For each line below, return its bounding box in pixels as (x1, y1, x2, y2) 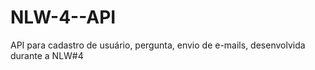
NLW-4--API (10, 6, 117, 29)
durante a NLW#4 (10, 49, 84, 61)
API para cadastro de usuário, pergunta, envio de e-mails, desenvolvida (10, 39, 306, 51)
